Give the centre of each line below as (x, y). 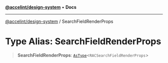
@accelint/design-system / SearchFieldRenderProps (59, 21)
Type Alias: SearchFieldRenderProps (83, 41)
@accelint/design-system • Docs (41, 7)
